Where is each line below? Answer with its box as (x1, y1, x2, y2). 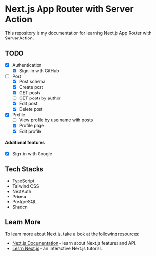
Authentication (12, 62, 42, 68)
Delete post (19, 106, 43, 112)
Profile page (19, 123, 44, 129)
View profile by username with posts (19, 117, 93, 123)
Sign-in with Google (12, 150, 53, 157)
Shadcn (12, 204, 28, 210)
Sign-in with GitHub (19, 67, 59, 74)
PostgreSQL (12, 198, 37, 204)
